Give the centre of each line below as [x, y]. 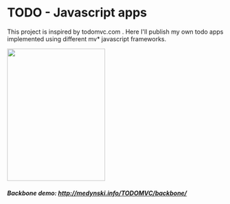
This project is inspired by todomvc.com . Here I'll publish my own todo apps [115, 32]
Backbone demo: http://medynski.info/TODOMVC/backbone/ [97, 193]
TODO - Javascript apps [77, 13]
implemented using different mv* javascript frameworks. [87, 38]
